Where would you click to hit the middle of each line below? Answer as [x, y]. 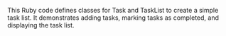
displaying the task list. [41, 25]
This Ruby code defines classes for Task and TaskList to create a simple [113, 10]
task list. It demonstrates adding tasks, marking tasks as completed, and [113, 18]
